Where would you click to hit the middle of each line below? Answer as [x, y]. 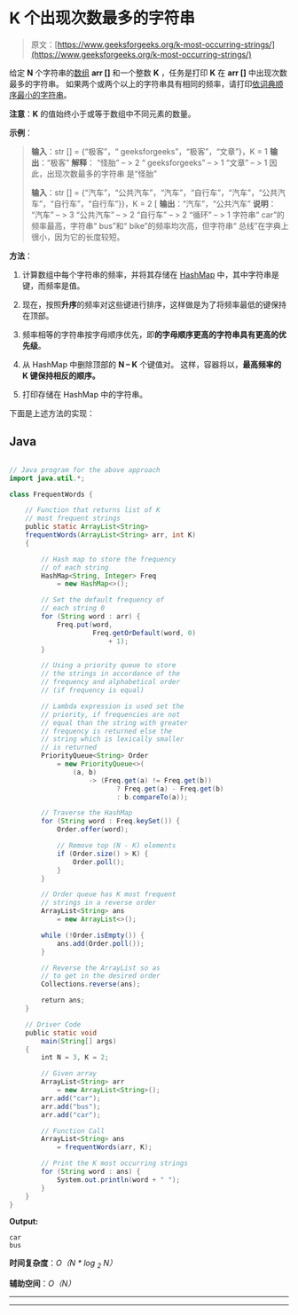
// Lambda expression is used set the [113, 706]
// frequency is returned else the [107, 731]
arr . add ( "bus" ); [71, 1106]
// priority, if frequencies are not [110, 714]
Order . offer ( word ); [92, 830]
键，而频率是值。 [53, 286]
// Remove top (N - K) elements [116, 846]
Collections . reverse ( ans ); [91, 984]
